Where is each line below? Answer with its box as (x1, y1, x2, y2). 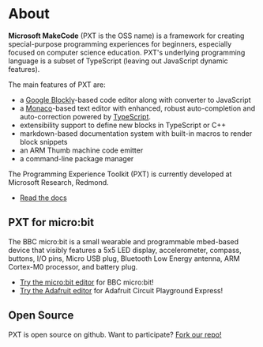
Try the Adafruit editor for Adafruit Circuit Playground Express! (19, 285, 224, 295)
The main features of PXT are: (8, 80, 106, 89)
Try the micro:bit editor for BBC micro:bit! (19, 277, 154, 287)
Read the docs (19, 193, 67, 202)
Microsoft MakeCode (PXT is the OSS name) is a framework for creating (8, 31, 245, 40)
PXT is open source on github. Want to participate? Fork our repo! (8, 330, 222, 339)
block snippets (19, 137, 68, 146)
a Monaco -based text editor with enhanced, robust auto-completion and (19, 104, 256, 113)
